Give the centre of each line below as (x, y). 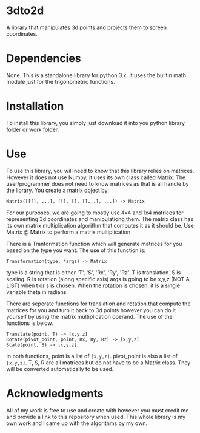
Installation (35, 106)
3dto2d (25, 11)
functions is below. (30, 323)
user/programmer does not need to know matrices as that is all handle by (98, 183)
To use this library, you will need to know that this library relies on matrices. (100, 171)
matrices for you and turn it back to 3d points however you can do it (91, 310)
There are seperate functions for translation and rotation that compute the (98, 304)
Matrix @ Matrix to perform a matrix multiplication (68, 232)
